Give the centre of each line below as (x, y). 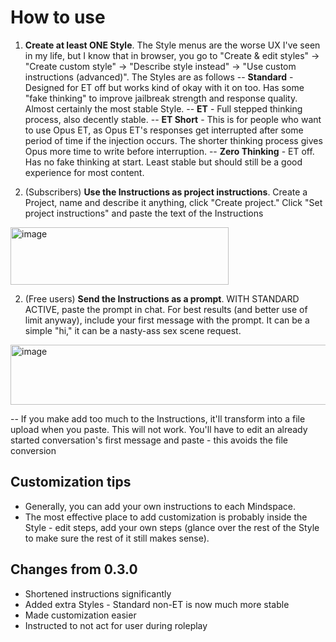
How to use (58, 17)
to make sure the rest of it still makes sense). (117, 538)
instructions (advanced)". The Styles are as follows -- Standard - (159, 77)
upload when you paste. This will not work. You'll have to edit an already (159, 429)
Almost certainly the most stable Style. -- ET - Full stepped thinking (163, 108)
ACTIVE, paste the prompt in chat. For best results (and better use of (166, 309)
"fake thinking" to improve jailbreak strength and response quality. (161, 98)
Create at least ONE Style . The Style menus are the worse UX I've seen (172, 45)
